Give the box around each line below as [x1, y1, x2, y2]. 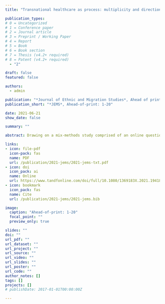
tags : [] [5, 278, 23, 283]
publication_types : [5, 16, 45, 21]
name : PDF [9, 155, 29, 160]
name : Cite [9, 192, 32, 197]
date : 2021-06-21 [5, 111, 41, 116]
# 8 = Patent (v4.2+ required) [5, 57, 69, 62]
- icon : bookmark [5, 183, 41, 188]
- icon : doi [5, 165, 29, 170]
